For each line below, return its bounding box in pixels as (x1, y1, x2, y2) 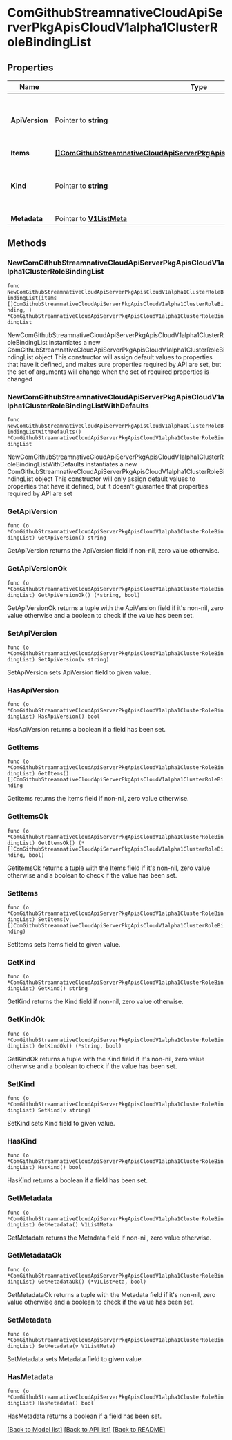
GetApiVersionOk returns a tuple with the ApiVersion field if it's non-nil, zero (7, 603, 224, 612)
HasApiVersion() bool (37, 713, 100, 720)
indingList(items (7, 294, 57, 301)
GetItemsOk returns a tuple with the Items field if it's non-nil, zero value (7, 864, 211, 872)
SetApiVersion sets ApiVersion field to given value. (7, 668, 151, 676)
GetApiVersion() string (37, 534, 107, 542)
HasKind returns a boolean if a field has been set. (7, 1176, 148, 1184)
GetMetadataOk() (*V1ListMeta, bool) (37, 1278, 147, 1285)
